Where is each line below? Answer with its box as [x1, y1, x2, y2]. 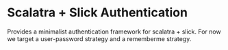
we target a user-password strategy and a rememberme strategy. [7, 34, 192, 42]
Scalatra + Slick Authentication [7, 5, 188, 21]
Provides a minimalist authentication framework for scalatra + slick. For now [7, 27, 221, 36]
